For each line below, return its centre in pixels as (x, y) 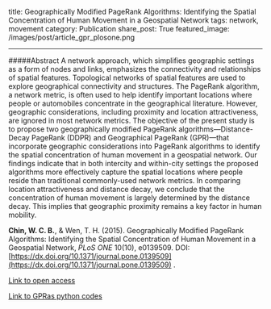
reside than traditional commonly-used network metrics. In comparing (125, 180)
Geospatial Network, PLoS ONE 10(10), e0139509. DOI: (99, 248)
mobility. (23, 215)
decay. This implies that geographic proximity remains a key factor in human (135, 206)
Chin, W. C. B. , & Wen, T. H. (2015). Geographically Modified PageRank (126, 230)
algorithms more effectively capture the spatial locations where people (126, 172)
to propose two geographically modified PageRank (93, 129)
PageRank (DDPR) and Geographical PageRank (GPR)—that (130, 138)
